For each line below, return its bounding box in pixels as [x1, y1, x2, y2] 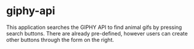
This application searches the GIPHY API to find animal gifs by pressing [6, 24, 183, 31]
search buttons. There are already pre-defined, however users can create [6, 30, 188, 37]
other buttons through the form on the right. [6, 36, 114, 43]
